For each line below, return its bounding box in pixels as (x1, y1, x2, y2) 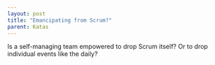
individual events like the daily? (7, 50, 98, 58)
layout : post (7, 10, 46, 17)
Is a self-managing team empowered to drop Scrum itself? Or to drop (7, 43, 209, 51)
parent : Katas (7, 23, 50, 30)
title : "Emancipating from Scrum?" (7, 17, 112, 24)
